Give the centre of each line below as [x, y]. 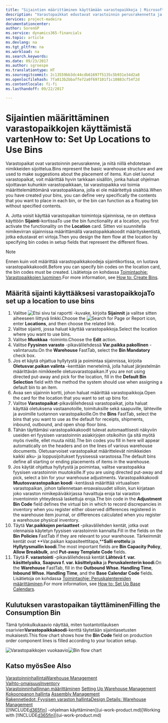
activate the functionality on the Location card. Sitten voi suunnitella [76, 226]
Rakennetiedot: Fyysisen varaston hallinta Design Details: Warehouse [76, 699]
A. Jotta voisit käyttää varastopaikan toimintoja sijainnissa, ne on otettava [81, 216]
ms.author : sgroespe [27, 65]
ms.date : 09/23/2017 [27, 61]
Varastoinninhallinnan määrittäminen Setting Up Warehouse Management [81, 689]
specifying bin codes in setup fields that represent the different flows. [77, 242]
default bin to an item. [35, 387]
